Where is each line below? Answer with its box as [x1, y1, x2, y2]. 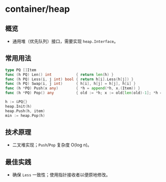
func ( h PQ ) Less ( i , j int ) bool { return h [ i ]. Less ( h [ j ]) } [5, 76, 134, 82]
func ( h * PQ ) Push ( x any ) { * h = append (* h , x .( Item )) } [5, 86, 140, 91]
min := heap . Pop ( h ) [5, 113, 45, 118]
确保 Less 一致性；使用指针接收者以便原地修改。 [12, 172, 111, 178]
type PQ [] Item [5, 68, 37, 73]
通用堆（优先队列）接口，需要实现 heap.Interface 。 [12, 38, 119, 44]
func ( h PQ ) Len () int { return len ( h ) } [5, 72, 114, 77]
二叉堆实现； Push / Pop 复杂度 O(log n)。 [12, 142, 92, 148]
